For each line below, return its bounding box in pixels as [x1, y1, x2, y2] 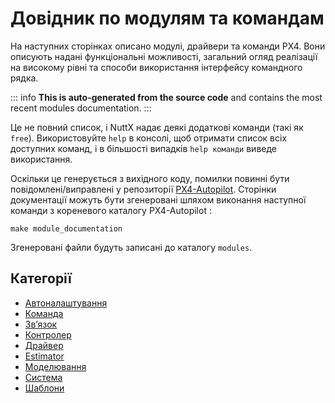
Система [24, 371, 63, 383]
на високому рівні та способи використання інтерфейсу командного [10, 61, 303, 73]
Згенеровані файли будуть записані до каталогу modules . [10, 241, 253, 253]
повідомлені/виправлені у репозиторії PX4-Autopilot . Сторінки [10, 183, 277, 195]
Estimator [24, 350, 65, 362]
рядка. [10, 72, 39, 84]
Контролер [24, 328, 72, 341]
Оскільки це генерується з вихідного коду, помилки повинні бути [10, 172, 290, 184]
